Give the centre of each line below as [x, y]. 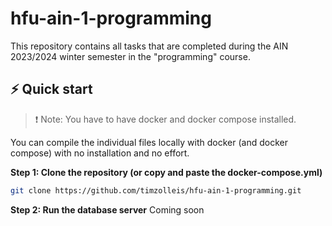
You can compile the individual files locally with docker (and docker [149, 142]
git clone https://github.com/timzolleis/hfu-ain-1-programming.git [156, 190]
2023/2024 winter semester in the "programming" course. [130, 56]
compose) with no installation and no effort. [100, 153]
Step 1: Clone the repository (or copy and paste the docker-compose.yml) [166, 172]
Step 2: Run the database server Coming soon [107, 209]
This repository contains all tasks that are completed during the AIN [149, 46]
